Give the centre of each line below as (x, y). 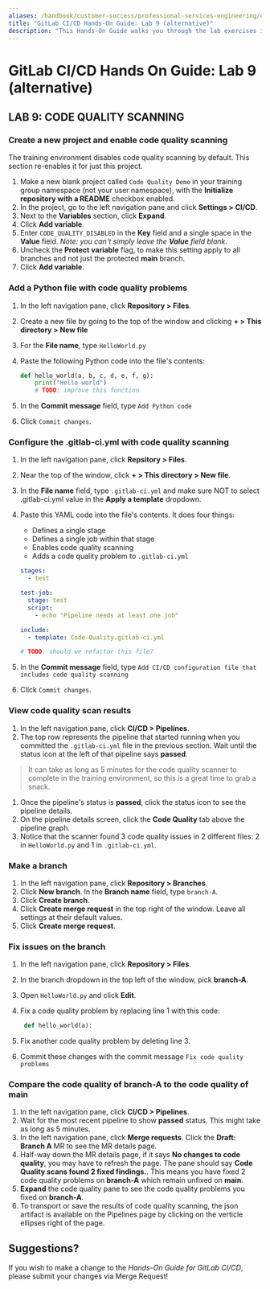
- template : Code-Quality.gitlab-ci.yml (96, 637)
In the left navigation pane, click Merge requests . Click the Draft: (128, 1138)
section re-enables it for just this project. (76, 166)
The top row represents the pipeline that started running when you (130, 737)
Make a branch (38, 865)
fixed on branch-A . (52, 1197)
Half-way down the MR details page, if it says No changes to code (130, 1155)
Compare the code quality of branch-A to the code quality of (129, 1085)
